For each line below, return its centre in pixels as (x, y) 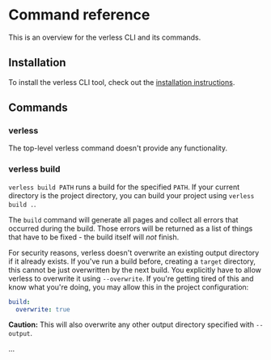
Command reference (79, 15)
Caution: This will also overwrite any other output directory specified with (131, 324)
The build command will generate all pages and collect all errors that (123, 219)
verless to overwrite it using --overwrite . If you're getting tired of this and (131, 278)
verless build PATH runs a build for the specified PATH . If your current (124, 187)
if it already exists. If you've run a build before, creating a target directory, (132, 261)
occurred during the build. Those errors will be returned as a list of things (131, 228)
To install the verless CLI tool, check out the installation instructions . (122, 82)
